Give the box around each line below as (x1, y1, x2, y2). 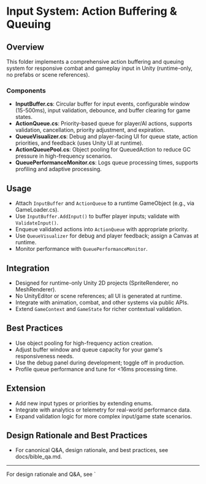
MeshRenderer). (15, 285, 56, 293)
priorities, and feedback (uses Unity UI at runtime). (15, 139, 144, 147)
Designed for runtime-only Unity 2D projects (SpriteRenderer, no (15, 279, 179, 286)
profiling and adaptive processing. (15, 166, 102, 173)
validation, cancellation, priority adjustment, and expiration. (15, 126, 166, 134)
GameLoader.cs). (15, 206, 59, 213)
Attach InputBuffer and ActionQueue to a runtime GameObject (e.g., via (15, 199, 195, 207)
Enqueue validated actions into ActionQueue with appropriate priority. (15, 226, 189, 233)
